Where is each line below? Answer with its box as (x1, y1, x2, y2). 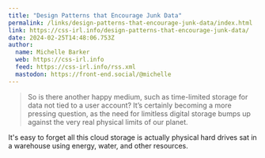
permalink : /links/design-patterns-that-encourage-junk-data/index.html (8, 19, 253, 27)
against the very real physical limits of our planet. (27, 117, 188, 126)
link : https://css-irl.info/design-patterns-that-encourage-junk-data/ (8, 26, 249, 34)
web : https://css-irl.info (15, 56, 104, 64)
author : (8, 41, 34, 49)
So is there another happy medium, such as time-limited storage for (27, 92, 248, 101)
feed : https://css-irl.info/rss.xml (15, 63, 136, 71)
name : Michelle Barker (15, 48, 90, 56)
